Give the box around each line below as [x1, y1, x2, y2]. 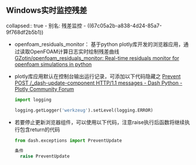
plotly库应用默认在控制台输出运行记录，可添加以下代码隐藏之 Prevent [14, 72, 181, 80]
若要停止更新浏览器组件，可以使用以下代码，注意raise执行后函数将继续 [14, 118, 185, 125]
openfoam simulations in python [14, 61, 92, 68]
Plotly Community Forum [14, 85, 75, 92]
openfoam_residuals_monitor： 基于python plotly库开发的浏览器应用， [14, 40, 184, 48]
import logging [14, 97, 52, 103]
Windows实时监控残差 [6, 5, 87, 16]
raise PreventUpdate [20, 153, 70, 159]
